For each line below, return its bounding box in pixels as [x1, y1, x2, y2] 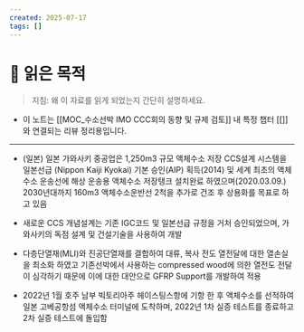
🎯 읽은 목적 [9, 63, 86, 84]
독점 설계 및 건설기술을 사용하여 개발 [53, 229, 183, 240]
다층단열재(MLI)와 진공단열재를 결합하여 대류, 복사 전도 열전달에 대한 [22, 248, 265, 259]
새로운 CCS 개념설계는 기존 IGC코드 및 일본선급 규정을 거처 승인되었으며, [22, 218, 280, 229]
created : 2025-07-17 [9, 13, 88, 23]
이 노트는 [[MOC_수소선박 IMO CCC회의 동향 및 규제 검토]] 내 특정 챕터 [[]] [22, 114, 289, 125]
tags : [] [9, 22, 43, 31]
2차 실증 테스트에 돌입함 [22, 313, 108, 324]
